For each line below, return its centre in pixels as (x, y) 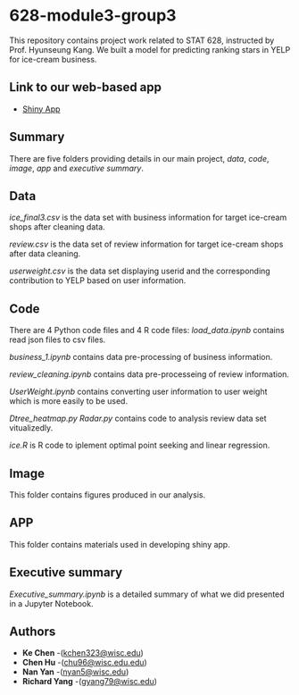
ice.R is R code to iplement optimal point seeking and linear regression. (140, 445)
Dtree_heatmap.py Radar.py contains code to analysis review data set (138, 419)
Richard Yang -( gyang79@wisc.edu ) (90, 682)
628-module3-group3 (93, 16)
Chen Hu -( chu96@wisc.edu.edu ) (84, 663)
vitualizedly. (31, 428)
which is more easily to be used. (68, 401)
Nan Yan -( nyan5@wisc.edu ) (75, 672)
